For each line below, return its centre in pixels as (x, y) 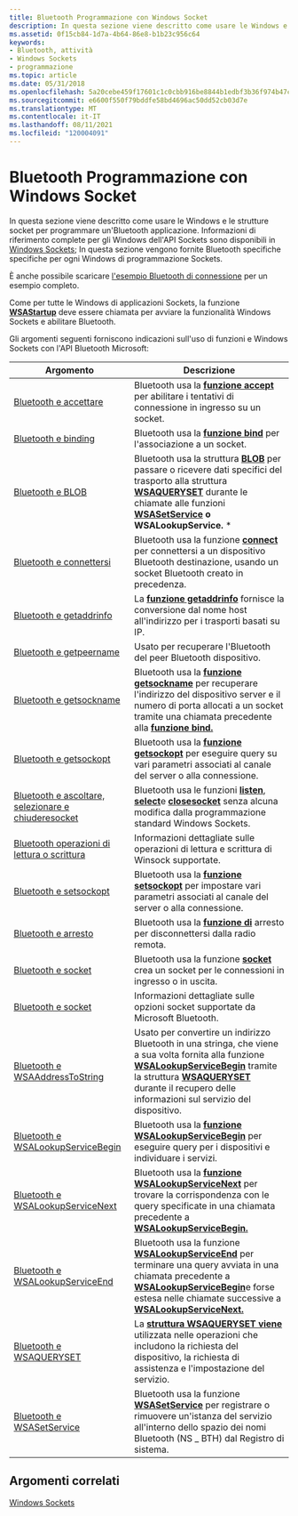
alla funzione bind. (174, 728)
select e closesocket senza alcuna (206, 801)
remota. (150, 944)
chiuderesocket (46, 818)
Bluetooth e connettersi (62, 561)
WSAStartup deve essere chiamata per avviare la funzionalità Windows (140, 311)
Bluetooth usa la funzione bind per (207, 432)
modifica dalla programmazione (200, 812)
